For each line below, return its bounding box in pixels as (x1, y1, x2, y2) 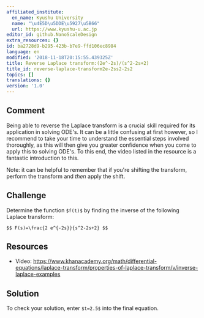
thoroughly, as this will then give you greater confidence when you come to (6, 141, 197, 149)
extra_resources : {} (6, 37, 59, 43)
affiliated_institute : (6, 9, 64, 15)
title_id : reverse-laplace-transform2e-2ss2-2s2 (6, 65, 133, 72)
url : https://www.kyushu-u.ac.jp (12, 26, 97, 32)
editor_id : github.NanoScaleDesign (6, 32, 97, 38)
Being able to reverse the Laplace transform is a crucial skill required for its (6, 122, 196, 129)
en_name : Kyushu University (12, 15, 84, 21)
